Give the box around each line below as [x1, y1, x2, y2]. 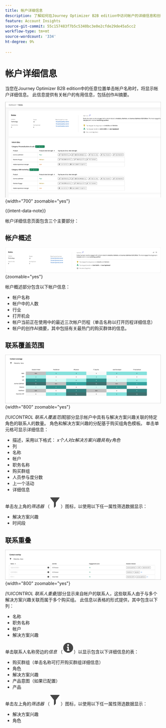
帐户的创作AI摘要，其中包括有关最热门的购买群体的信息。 [12, 325, 129, 331]
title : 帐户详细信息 [5, 8, 43, 13]
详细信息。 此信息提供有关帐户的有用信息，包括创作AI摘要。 [9, 92, 132, 98]
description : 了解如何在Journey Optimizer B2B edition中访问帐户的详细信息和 [5, 13, 157, 18]
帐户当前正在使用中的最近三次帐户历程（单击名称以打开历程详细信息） [12, 319, 156, 325]
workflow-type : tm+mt [5, 29, 50, 34]
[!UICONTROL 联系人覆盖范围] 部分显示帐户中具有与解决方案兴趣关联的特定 [5, 414, 158, 420]
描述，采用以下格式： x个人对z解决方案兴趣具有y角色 [12, 437, 121, 443]
